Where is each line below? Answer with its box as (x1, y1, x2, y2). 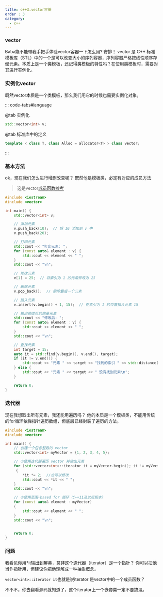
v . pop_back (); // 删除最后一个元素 (14, 289, 82, 294)
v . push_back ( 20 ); (14, 231, 49, 236)
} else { (14, 365, 32, 370)
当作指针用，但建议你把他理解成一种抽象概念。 (5, 566, 98, 572)
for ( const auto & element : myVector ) (14, 499, 92, 505)
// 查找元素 (14, 342, 35, 347)
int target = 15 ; (14, 347, 49, 352)
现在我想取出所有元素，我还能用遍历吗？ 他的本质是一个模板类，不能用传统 (5, 412, 155, 418)
